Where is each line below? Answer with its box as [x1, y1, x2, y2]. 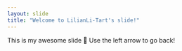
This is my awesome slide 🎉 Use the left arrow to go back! [7, 36, 176, 44]
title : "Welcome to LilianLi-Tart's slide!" [7, 17, 140, 24]
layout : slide [7, 10, 49, 17]
